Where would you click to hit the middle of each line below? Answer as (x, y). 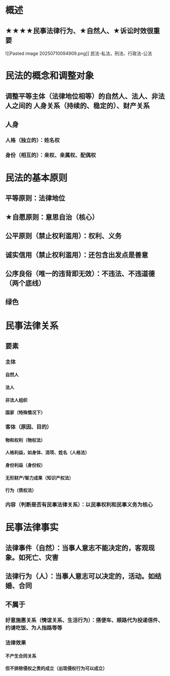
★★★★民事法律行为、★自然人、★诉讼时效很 (79, 31)
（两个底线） (25, 283)
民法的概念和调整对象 (50, 76)
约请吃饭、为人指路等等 (34, 628)
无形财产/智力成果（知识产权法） (39, 477)
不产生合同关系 (21, 656)
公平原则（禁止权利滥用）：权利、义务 (63, 236)
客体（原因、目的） (29, 427)
